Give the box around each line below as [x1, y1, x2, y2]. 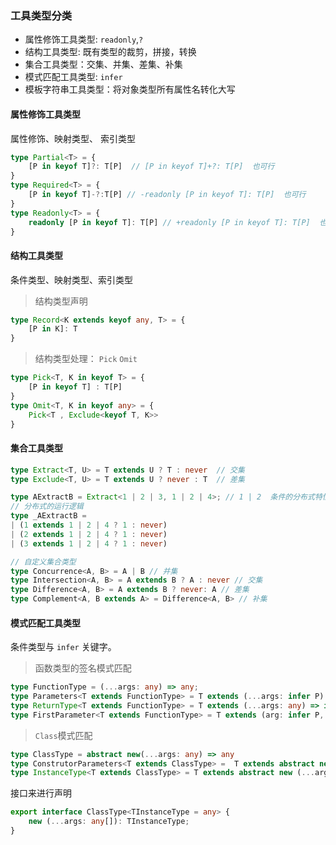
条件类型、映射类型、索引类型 [10, 273, 133, 286]
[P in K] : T [28, 324, 78, 334]
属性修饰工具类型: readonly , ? [24, 33, 144, 46]
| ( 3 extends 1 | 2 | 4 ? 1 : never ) [10, 538, 168, 549]
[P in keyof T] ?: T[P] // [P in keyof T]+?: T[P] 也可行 [28, 162, 275, 172]
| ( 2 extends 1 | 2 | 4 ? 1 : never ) [10, 529, 168, 539]
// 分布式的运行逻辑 [10, 502, 84, 512]
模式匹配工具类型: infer [24, 71, 123, 83]
